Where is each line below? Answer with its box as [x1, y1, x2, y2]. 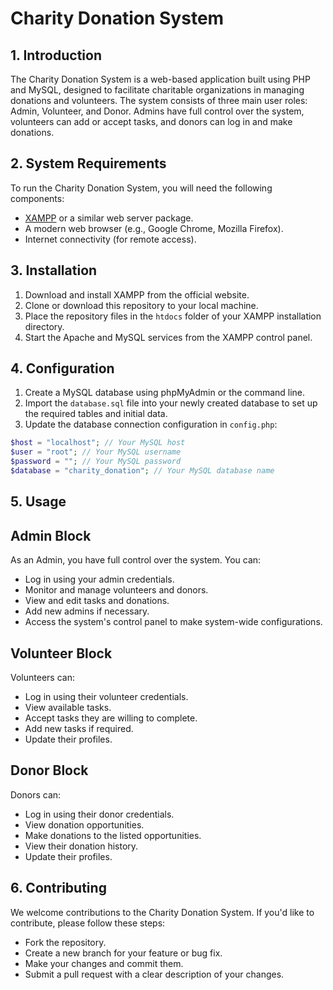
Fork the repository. [24, 936, 107, 948]
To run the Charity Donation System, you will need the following [10, 182, 273, 194]
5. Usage [10, 493, 67, 511]
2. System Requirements [10, 155, 167, 172]
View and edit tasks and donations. [24, 595, 170, 607]
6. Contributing [10, 880, 107, 897]
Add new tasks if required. [24, 722, 134, 734]
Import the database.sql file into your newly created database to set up [24, 397, 318, 409]
